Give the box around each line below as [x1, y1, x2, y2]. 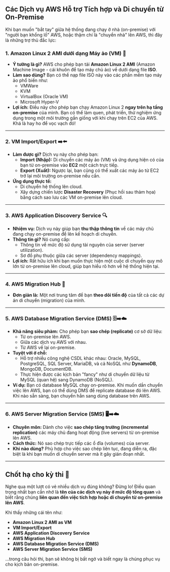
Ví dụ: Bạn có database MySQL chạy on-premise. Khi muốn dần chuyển [12, 382, 163, 388]
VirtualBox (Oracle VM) [20, 94, 68, 100]
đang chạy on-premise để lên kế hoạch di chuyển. [12, 231, 118, 237]
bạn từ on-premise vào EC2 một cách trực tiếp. [20, 162, 119, 168]
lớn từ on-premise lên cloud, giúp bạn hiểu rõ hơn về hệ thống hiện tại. [12, 263, 160, 269]
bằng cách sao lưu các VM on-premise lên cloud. [20, 194, 123, 200]
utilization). [20, 247, 44, 253]
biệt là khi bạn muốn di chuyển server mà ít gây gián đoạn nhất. [12, 451, 145, 457]
